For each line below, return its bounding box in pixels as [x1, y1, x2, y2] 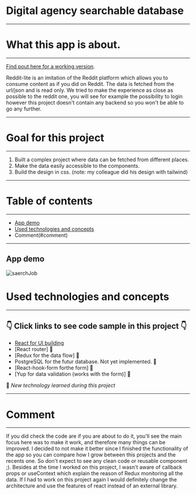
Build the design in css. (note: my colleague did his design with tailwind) [14, 168, 188, 175]
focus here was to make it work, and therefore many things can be [6, 439, 166, 446]
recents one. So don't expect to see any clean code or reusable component [6, 458, 188, 465]
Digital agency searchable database [6, 4, 184, 18]
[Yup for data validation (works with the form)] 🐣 [14, 371, 131, 378]
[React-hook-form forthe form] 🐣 [14, 364, 93, 372]
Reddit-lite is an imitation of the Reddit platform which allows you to [6, 74, 168, 81]
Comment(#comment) [14, 231, 68, 238]
